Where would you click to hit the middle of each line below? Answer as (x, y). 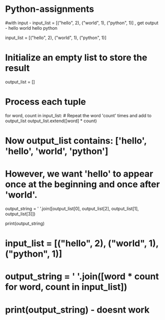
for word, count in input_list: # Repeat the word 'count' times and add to (79, 115)
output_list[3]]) (20, 214)
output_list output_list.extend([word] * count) (51, 121)
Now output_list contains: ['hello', (76, 141)
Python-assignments (50, 9)
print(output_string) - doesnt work (77, 310)
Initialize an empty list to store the (76, 58)
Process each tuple (46, 102)
